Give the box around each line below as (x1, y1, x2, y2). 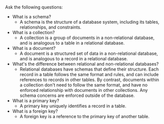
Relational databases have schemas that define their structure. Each (19, 66, 159, 72)
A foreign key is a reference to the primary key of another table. (19, 114, 150, 119)
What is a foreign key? (12, 108, 58, 114)
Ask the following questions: (5, 4, 63, 10)
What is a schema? (12, 14, 51, 19)
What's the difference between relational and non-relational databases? (12, 61, 159, 67)
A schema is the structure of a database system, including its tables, (19, 19, 160, 25)
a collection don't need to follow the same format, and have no (19, 82, 148, 88)
